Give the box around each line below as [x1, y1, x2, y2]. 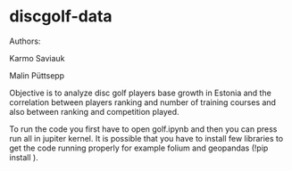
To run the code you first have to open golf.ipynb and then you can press [9, 123, 278, 134]
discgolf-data [9, 6, 113, 27]
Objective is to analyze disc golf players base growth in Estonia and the [9, 87, 272, 98]
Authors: [9, 36, 41, 46]
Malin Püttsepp [9, 69, 65, 81]
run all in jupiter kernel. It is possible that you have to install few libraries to [9, 133, 284, 143]
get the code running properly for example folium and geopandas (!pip [9, 142, 269, 153]
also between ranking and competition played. [9, 106, 180, 117]
